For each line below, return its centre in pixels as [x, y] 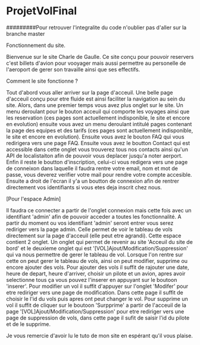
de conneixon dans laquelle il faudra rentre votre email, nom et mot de [92, 168]
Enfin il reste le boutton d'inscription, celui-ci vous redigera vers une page [97, 162]
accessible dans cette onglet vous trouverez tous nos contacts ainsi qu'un [97, 149]
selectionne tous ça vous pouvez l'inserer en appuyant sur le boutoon [92, 280]
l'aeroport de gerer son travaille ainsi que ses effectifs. [73, 69]
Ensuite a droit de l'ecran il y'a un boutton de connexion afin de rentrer [93, 181]
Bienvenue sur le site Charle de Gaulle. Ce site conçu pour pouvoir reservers [100, 57]
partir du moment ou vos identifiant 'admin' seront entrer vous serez [90, 223]
